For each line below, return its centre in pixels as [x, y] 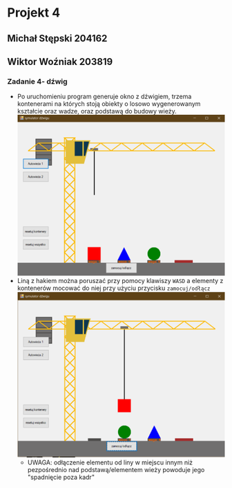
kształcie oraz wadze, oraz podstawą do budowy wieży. [97, 111]
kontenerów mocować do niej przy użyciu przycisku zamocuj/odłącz [114, 288]
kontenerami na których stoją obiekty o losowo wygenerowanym [109, 104]
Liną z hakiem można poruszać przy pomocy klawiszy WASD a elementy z [120, 280]
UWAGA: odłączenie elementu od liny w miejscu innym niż [110, 462]
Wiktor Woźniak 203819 [60, 61]
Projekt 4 [34, 13]
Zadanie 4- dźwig [37, 81]
